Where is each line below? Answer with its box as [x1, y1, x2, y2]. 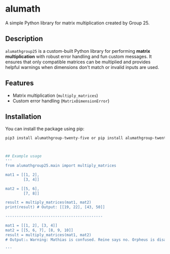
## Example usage [5, 154, 42, 159]
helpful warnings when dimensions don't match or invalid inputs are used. [5, 64, 159, 70]
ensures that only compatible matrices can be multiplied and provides [5, 59, 151, 65]
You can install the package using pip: [5, 126, 84, 132]
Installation [5, 112, 41, 121]
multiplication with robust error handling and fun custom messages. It [5, 53, 152, 59]
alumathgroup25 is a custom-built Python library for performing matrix [5, 48, 150, 54]
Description [5, 34, 43, 43]
